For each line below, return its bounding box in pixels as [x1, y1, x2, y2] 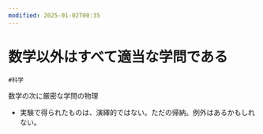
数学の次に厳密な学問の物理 [8, 91, 99, 100]
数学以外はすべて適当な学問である [8, 48, 228, 65]
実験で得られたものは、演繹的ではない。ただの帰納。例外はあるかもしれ [19, 107, 255, 117]
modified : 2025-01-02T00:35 [8, 11, 101, 20]
